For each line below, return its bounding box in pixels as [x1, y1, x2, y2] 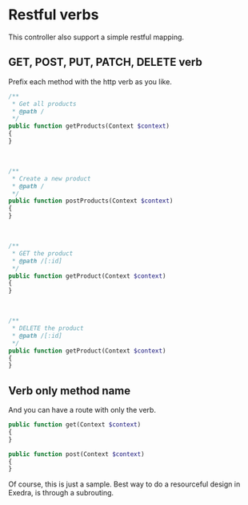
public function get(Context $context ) [8, 421, 142, 429]
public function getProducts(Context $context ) [8, 122, 170, 130]
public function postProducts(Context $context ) [8, 197, 174, 206]
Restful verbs [8, 6, 99, 24]
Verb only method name [8, 384, 130, 397]
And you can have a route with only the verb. [8, 405, 156, 415]
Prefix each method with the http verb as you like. [8, 76, 172, 86]
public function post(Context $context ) [8, 450, 146, 458]
